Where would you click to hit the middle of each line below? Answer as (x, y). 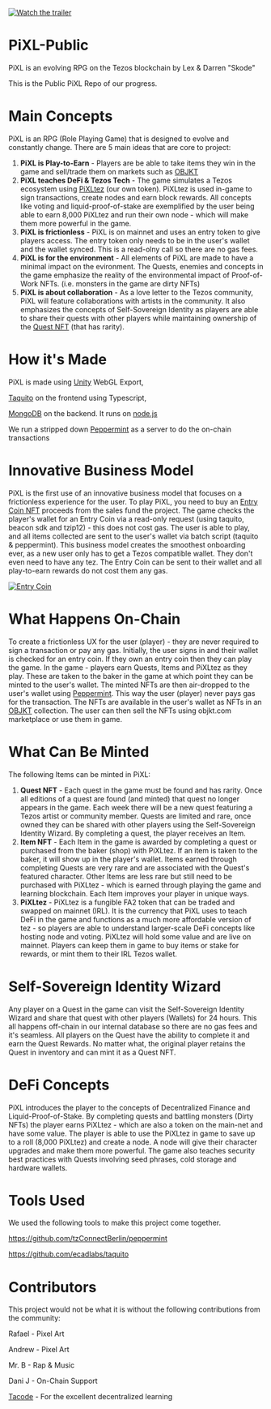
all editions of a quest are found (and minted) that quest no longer (130, 798)
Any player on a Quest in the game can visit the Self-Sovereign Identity (127, 1009)
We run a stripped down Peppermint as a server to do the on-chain (120, 429)
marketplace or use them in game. (66, 719)
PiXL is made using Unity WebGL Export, (76, 382)
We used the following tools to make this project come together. (114, 1223)
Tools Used (47, 1200)
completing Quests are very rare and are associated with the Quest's (135, 867)
